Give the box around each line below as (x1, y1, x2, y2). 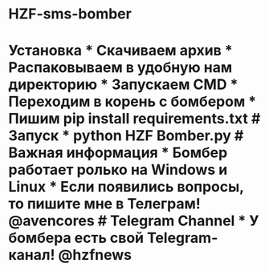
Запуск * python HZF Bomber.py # (8, 127, 244, 145)
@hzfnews (58, 246, 132, 265)
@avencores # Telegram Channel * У (8, 212, 259, 230)
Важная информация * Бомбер (8, 144, 228, 162)
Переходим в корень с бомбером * (8, 93, 257, 111)
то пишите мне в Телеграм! (8, 195, 201, 213)
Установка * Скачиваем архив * (8, 42, 233, 60)
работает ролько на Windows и (8, 161, 228, 179)
